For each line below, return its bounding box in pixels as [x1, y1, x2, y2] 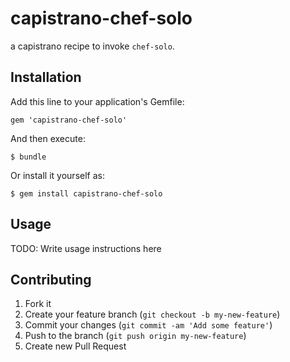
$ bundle [10, 152, 47, 162]
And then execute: [10, 132, 86, 144]
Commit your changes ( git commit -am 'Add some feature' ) [24, 319, 273, 331]
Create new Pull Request [24, 340, 127, 352]
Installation [10, 69, 82, 86]
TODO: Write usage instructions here [10, 242, 162, 254]
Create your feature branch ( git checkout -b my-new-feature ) [24, 308, 281, 321]
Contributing [10, 271, 92, 288]
